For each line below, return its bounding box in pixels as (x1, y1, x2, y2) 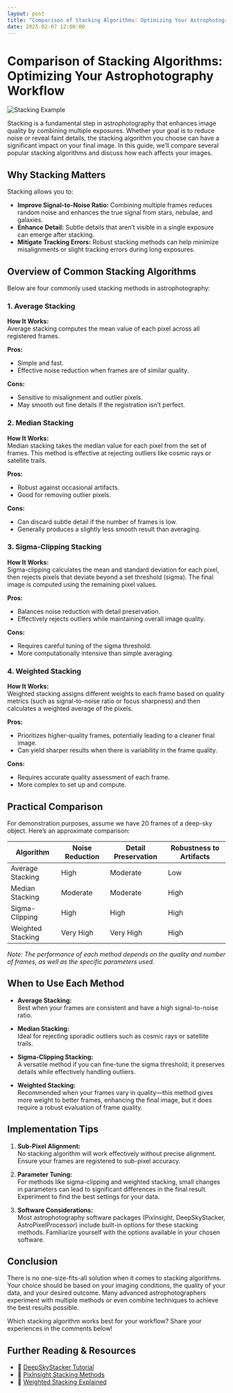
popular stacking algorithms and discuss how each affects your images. (7, 149, 213, 157)
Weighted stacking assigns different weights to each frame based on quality (7, 690, 225, 698)
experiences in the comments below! (7, 1324, 113, 1333)
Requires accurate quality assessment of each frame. (17, 773, 170, 782)
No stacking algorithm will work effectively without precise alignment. (17, 1149, 216, 1158)
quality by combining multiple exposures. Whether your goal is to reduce (7, 127, 215, 135)
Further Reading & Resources (7, 1344, 137, 1356)
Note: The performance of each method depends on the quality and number (7, 950, 226, 958)
